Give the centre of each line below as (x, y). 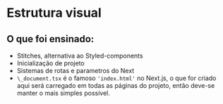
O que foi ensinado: (50, 39)
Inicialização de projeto (51, 63)
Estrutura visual (54, 13)
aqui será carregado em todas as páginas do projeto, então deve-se (116, 85)
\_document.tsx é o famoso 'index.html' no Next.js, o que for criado (116, 78)
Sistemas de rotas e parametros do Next (76, 71)
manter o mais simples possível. (63, 93)
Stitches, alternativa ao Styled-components (80, 56)
